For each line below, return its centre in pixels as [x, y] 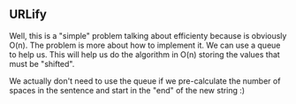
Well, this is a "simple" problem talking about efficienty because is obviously [148, 35]
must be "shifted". [42, 63]
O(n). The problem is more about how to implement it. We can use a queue [145, 45]
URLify [28, 15]
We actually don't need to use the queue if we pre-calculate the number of [145, 81]
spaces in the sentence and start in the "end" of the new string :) [127, 90]
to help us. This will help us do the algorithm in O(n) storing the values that [144, 54]
